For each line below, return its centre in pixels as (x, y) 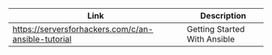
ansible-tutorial (42, 39)
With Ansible (210, 39)
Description (223, 16)
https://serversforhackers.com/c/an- (83, 29)
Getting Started (216, 29)
